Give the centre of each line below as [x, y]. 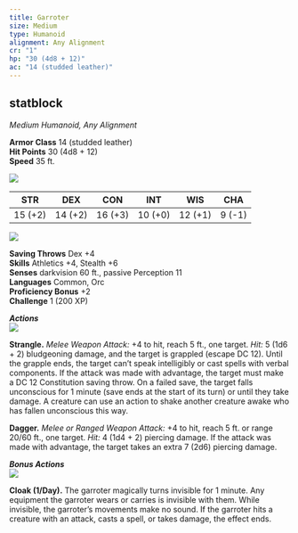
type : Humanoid [37, 34]
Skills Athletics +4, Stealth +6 [64, 263]
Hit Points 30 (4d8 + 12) [53, 152]
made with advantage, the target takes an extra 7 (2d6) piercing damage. [143, 447]
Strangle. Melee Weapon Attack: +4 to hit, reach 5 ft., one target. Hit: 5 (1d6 [149, 344]
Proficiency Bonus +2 [50, 291]
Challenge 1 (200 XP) [49, 300]
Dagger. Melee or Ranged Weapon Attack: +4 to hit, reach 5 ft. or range [141, 428]
